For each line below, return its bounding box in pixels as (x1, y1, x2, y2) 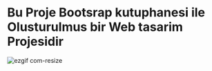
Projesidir (7, 34, 64, 49)
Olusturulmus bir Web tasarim (7, 19, 183, 35)
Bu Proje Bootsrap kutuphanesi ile (7, 5, 206, 20)
